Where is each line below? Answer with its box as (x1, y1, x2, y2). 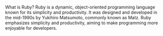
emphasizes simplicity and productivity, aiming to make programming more (5, 20, 158, 26)
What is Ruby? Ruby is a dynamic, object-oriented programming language (5, 4, 156, 10)
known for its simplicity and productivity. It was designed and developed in (5, 9, 158, 15)
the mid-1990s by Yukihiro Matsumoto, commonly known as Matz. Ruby (5, 15, 152, 20)
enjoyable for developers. (5, 25, 57, 31)
